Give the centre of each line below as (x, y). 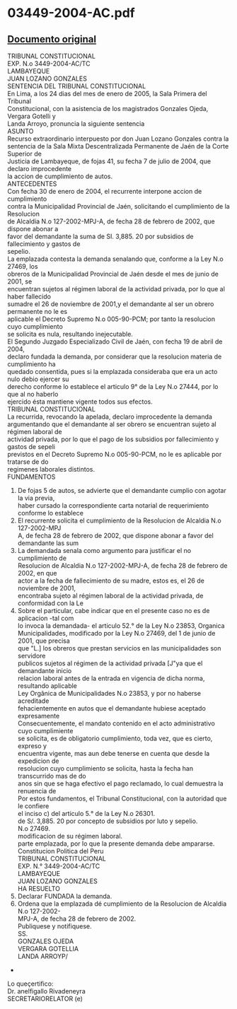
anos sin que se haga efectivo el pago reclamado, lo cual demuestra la (121, 783)
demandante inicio (45, 671)
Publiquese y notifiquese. (54, 926)
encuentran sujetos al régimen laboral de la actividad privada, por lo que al (116, 289)
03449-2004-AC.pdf (71, 13)
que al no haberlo (33, 394)
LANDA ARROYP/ (43, 956)
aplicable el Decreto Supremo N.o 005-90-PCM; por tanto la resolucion (111, 319)
